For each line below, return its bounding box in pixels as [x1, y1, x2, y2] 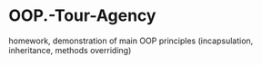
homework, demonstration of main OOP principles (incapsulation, [8, 35, 254, 46]
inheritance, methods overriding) [8, 44, 132, 55]
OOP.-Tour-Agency [8, 5, 156, 26]
